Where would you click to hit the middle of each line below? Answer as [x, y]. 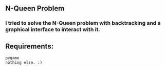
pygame [12, 58]
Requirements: [30, 46]
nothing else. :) [24, 63]
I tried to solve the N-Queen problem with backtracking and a [83, 23]
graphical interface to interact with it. [53, 29]
